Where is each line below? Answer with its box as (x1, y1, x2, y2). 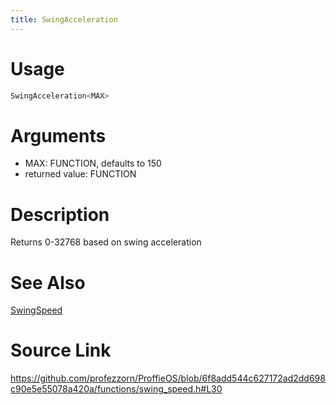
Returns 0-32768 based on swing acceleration (10, 236, 202, 248)
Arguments (10, 124, 107, 147)
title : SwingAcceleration (10, 14, 118, 25)
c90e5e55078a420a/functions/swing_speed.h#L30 (10, 383, 223, 395)
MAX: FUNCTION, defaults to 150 (24, 157, 162, 170)
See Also (10, 271, 86, 294)
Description (10, 203, 110, 226)
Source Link (10, 339, 112, 362)
